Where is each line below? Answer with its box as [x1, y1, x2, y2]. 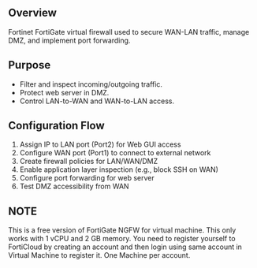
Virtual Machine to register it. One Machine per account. [8, 251, 191, 260]
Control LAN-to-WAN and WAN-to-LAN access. [19, 96, 175, 106]
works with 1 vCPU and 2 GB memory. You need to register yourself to [8, 234, 236, 244]
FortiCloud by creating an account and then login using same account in [8, 242, 243, 251]
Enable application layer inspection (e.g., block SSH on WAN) [19, 165, 219, 174]
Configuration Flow [8, 119, 105, 132]
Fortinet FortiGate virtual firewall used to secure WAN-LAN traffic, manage [8, 27, 250, 36]
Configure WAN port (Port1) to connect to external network [19, 148, 211, 158]
